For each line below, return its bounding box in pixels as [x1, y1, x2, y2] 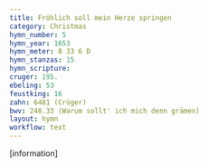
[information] [9, 148, 59, 159]
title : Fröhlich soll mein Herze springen [9, 13, 172, 23]
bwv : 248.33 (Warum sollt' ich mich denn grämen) [9, 106, 201, 115]
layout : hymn [9, 114, 59, 123]
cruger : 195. [9, 73, 59, 82]
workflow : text [9, 123, 67, 133]
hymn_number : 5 [9, 30, 67, 39]
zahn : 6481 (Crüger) [9, 97, 88, 107]
